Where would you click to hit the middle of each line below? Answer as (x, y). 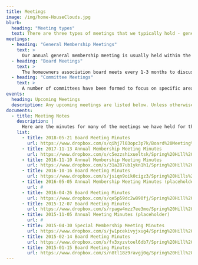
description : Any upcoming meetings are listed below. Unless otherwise (103, 105)
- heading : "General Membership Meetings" (64, 45)
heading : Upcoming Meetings (46, 99)
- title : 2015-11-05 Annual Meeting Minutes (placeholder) (95, 215)
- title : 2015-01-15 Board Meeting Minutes (76, 248)
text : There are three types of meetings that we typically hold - (96, 34)
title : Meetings (26, 12)
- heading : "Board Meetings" (47, 61)
